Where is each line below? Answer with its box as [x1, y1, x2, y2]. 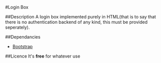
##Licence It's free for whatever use [5, 53, 81, 59]
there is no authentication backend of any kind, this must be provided [5, 19, 148, 25]
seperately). [5, 24, 30, 30]
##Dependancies [5, 34, 41, 40]
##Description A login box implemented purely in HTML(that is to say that [5, 14, 156, 19]
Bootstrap [12, 44, 33, 49]
